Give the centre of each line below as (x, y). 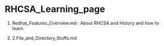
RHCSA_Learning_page (55, 9)
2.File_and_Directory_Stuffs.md (44, 38)
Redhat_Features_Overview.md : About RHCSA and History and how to (86, 23)
